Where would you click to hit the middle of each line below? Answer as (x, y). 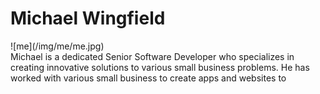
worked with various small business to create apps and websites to (148, 78)
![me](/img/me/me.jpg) (57, 46)
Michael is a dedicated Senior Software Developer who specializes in (152, 56)
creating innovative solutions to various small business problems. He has (160, 67)
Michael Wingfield (88, 18)
